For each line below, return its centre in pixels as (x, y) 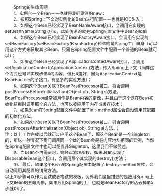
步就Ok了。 (16, 188)
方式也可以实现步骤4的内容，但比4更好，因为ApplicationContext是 (75, 74)
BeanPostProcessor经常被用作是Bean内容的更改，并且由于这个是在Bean (77, 98)
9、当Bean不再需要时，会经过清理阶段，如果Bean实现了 (70, 152)
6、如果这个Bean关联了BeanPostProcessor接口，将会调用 (72, 86)
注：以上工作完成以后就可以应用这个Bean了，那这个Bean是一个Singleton (78, 134)
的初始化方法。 (20, 116)
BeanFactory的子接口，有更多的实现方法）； (48, 80)
